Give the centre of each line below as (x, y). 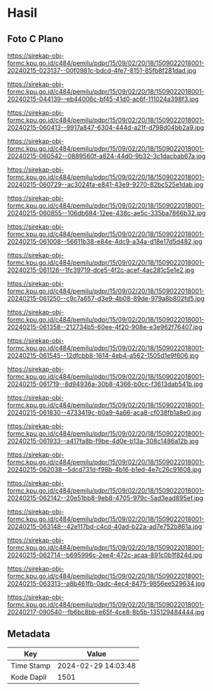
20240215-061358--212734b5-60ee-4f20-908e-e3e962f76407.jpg (105, 327)
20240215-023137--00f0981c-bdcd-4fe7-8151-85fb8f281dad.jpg (102, 71)
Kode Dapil (29, 677)
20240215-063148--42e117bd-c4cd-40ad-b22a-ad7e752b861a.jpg (105, 526)
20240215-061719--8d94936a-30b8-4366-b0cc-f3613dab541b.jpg (105, 384)
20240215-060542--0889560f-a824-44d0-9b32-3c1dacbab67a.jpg (106, 156)
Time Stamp (31, 666)
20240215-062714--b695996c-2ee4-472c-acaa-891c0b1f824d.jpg (105, 555)
